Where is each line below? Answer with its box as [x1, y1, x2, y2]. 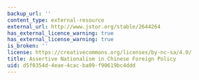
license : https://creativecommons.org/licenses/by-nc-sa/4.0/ [7, 49, 192, 56]
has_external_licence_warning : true [7, 29, 114, 37]
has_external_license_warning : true [7, 36, 114, 43]
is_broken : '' [7, 42, 49, 49]
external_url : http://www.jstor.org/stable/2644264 [7, 23, 161, 30]
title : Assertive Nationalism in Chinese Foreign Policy [7, 56, 177, 63]
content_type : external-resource [7, 17, 105, 24]
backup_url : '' [7, 10, 52, 17]
